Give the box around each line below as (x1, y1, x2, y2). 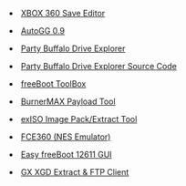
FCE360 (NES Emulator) (21, 131, 111, 142)
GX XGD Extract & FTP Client (21, 167, 129, 177)
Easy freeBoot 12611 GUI (21, 150, 112, 160)
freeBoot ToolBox (21, 78, 87, 89)
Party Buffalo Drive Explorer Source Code (21, 61, 178, 71)
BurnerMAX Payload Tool (21, 96, 116, 107)
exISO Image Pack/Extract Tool (21, 114, 138, 124)
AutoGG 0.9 (21, 26, 66, 36)
